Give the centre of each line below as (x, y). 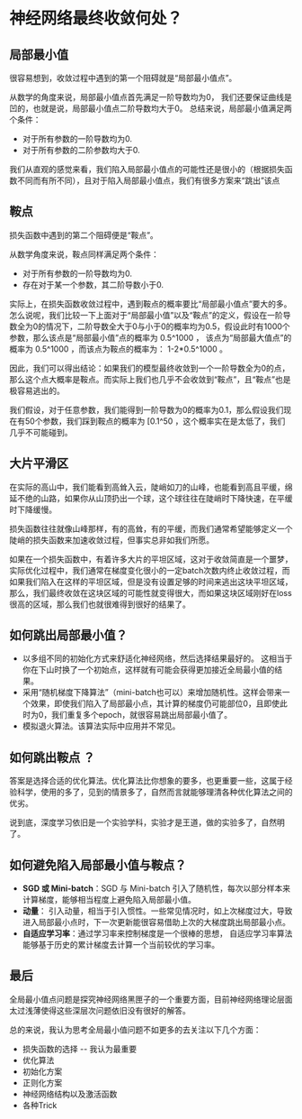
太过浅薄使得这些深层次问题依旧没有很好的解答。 (100, 1010)
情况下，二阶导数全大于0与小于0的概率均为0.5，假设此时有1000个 (168, 326)
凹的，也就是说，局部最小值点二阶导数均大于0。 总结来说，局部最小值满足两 (151, 108)
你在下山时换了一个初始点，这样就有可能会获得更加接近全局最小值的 (148, 670)
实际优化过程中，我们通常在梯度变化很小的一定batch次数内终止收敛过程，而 (150, 570)
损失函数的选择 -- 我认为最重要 (80, 1049)
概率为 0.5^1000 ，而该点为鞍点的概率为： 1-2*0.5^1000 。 (118, 349)
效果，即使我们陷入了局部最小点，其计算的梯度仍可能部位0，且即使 (155, 703)
